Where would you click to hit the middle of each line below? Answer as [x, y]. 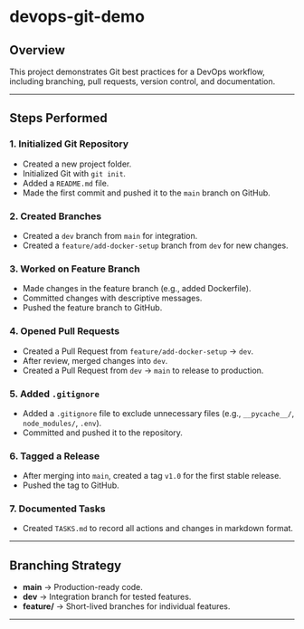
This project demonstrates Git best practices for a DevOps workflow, [137, 71]
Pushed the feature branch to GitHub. [92, 308]
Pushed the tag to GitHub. [71, 485]
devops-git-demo [77, 17]
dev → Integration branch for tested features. [107, 597]
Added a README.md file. [66, 183]
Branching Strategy [66, 565]
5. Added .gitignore [54, 394]
